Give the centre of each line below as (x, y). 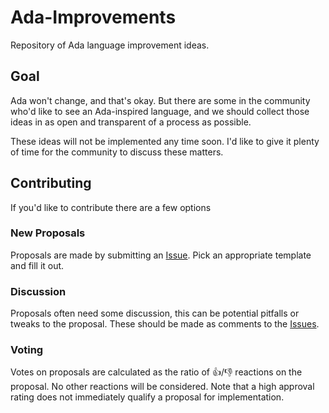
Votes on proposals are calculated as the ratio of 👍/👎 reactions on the (156, 372)
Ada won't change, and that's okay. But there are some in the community (160, 100)
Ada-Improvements (93, 17)
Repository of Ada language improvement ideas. (110, 45)
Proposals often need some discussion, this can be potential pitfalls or (155, 313)
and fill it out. (37, 265)
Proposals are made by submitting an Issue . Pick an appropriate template (161, 255)
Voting (27, 350)
